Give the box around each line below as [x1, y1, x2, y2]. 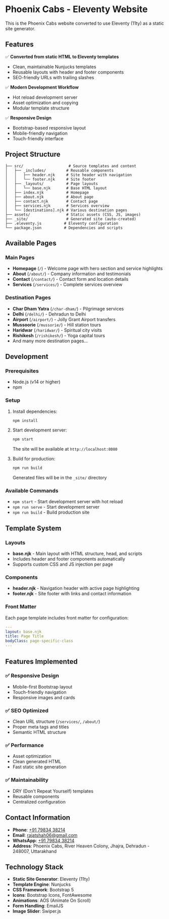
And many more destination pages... [12, 338, 88, 344]
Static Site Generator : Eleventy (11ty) [12, 876, 90, 882]
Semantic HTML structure [12, 729, 67, 736]
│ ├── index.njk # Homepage [5, 190, 89, 195]
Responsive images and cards [12, 694, 76, 700]
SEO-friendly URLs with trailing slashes [12, 74, 94, 80]
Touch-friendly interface [12, 135, 64, 142]
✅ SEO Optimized [5, 707, 49, 714]
